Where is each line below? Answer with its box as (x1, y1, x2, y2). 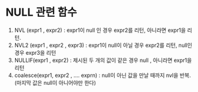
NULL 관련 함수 (5, 5, 77, 19)
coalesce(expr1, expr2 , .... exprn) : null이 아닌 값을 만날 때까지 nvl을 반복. (14, 72, 191, 79)
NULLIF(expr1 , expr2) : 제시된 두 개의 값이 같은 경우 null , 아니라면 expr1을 (14, 57, 193, 64)
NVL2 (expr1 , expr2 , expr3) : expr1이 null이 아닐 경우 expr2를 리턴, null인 (14, 41, 193, 49)
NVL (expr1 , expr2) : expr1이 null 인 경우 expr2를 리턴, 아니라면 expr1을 (14, 26, 187, 34)
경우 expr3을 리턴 (14, 49, 56, 56)
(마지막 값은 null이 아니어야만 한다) (14, 79, 97, 86)
